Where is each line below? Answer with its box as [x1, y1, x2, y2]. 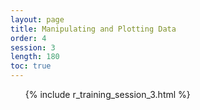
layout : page [10, 14, 65, 25]
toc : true [10, 61, 52, 71]
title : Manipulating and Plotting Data [10, 24, 177, 34]
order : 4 [10, 33, 47, 43]
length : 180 [10, 52, 60, 62]
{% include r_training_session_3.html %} [24, 89, 191, 100]
